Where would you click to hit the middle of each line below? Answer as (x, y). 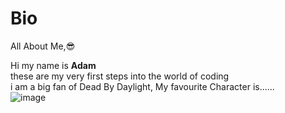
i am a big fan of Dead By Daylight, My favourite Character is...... (142, 86)
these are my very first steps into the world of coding (120, 76)
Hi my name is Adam (53, 65)
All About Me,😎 (43, 46)
